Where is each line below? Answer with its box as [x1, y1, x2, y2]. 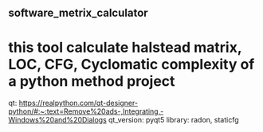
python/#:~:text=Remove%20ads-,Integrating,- [8, 107, 164, 116]
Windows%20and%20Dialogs [8, 115, 108, 125]
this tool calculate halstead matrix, [8, 38, 242, 56]
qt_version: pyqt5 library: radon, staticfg [108, 115, 239, 125]
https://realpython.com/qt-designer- [18, 99, 138, 108]
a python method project [8, 72, 175, 90]
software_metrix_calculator [8, 6, 149, 20]
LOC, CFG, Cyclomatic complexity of [8, 55, 255, 73]
